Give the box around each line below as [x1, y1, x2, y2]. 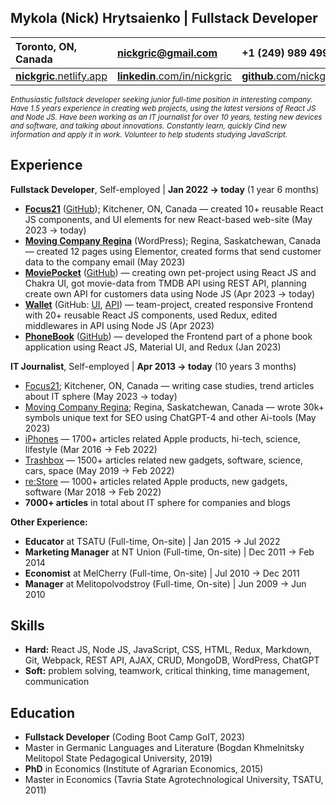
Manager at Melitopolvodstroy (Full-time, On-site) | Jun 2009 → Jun [24, 577, 307, 590]
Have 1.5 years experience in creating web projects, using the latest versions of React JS [10, 103, 317, 113]
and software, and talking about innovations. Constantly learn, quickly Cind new [10, 121, 287, 131]
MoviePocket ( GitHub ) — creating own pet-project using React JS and [24, 266, 317, 278]
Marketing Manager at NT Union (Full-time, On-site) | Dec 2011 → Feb [24, 546, 315, 558]
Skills [10, 617, 45, 635]
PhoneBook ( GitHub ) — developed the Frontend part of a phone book [24, 330, 313, 342]
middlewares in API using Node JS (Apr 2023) [24, 319, 215, 331]
